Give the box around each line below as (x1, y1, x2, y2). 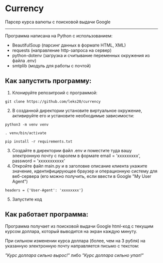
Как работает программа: (5, 210, 89, 218)
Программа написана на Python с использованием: (5, 32, 113, 39)
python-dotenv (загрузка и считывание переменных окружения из (12, 52, 150, 58)
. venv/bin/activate (5, 130, 47, 136)
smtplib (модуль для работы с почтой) (12, 62, 91, 68)
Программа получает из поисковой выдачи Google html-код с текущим (5, 223, 154, 229)
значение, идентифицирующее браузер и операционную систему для (12, 168, 158, 174)
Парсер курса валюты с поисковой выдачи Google (5, 19, 111, 25)
